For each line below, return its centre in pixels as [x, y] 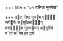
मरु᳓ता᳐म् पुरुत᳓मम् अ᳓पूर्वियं [29, 28]
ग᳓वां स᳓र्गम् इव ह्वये [20, 33]
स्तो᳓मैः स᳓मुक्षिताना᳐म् [24, 22]
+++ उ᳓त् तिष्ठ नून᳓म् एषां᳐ [30, 17]
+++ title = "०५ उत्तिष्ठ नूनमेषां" [31, 7]
